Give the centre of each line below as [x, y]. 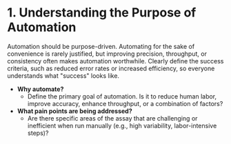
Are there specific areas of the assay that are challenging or [112, 118]
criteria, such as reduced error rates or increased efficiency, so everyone [111, 68]
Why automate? [40, 89]
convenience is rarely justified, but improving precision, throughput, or [107, 54]
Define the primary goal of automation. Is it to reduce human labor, [122, 96]
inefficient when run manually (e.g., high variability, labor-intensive [122, 125]
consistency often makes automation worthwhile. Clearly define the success [115, 61]
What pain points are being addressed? [74, 111]
